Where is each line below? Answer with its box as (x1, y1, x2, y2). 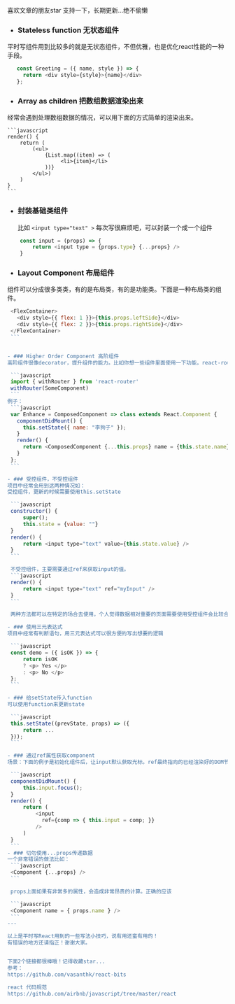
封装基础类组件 (17, 206, 69, 215)
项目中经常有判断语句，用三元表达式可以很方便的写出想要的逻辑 (7, 630, 164, 637)
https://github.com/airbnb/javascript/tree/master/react (7, 990, 177, 997)
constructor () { (10, 508, 58, 515)
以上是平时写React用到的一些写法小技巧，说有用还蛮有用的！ (7, 933, 159, 940)
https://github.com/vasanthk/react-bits (7, 971, 127, 978)
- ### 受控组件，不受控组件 (7, 475, 78, 483)
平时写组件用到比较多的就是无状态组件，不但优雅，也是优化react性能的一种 (7, 43, 225, 51)
